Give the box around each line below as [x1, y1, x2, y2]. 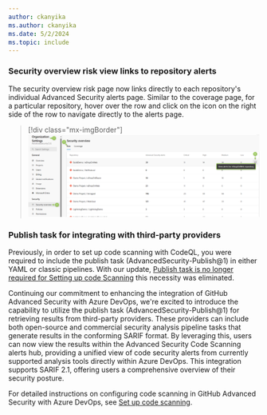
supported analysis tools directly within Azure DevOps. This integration [8, 357, 241, 366]
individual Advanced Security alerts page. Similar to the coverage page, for [8, 92, 255, 102]
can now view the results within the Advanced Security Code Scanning [8, 340, 241, 349]
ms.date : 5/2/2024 [8, 30, 69, 38]
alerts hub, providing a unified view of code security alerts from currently [8, 348, 249, 357]
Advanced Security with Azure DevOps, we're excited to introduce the [8, 297, 239, 307]
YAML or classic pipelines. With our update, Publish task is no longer [8, 265, 234, 274]
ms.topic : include [8, 38, 69, 46]
